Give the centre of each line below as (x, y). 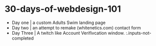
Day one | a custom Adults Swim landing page (58, 23)
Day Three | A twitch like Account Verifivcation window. (68, 33)
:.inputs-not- (138, 33)
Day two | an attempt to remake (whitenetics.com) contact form (76, 27)
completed (23, 38)
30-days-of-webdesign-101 (63, 9)
